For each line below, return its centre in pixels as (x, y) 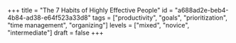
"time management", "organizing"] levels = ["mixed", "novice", (98, 25)
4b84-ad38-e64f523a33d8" (49, 18)
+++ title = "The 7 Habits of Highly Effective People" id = (90, 10)
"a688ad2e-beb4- (202, 10)
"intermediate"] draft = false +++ (56, 32)
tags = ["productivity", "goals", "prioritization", (160, 18)
